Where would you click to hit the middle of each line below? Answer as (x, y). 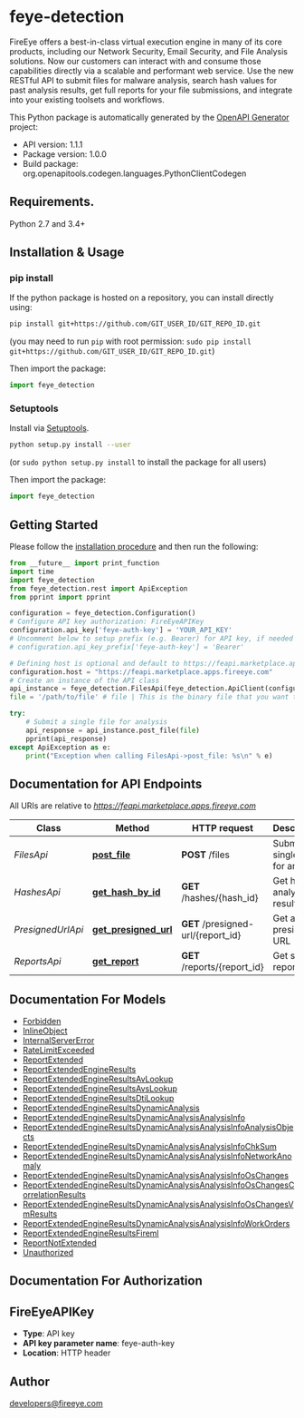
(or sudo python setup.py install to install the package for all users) (138, 462)
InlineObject (45, 1031)
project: (24, 127)
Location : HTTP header (66, 1353)
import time (32, 572)
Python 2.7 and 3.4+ (47, 223)
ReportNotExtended (59, 1243)
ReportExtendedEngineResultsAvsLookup (100, 1089)
